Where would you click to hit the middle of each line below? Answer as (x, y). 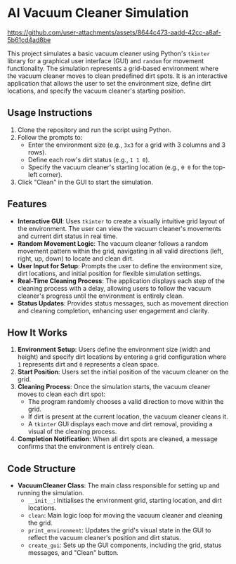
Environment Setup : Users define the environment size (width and (114, 350)
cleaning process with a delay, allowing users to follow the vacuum (114, 288)
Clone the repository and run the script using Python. (94, 130)
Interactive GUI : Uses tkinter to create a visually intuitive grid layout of (121, 221)
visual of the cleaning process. (72, 432)
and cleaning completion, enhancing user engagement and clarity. (113, 310)
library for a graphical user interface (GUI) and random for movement (106, 60)
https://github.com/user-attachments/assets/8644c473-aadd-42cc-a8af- (114, 32)
